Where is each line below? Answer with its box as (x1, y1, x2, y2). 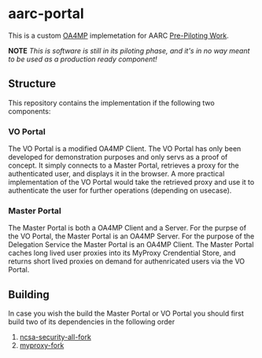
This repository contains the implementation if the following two (8, 98, 215, 107)
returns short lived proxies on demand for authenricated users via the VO (8, 257, 245, 266)
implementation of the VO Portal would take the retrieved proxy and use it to (8, 178, 255, 187)
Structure (8, 77, 57, 90)
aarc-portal (8, 5, 84, 23)
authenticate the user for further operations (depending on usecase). (8, 186, 232, 195)
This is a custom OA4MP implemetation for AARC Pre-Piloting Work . (8, 31, 230, 40)
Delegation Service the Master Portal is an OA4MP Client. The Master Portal (8, 240, 254, 249)
